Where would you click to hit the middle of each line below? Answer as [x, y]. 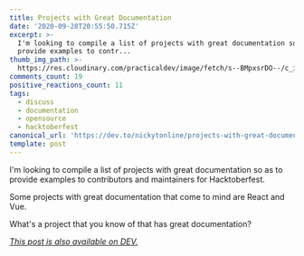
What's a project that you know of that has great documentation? [130, 223]
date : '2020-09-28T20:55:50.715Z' [75, 26]
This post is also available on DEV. [74, 242]
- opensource [42, 119]
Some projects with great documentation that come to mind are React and [147, 196]
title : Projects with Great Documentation [90, 18]
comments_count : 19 [46, 77]
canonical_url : [38, 136]
